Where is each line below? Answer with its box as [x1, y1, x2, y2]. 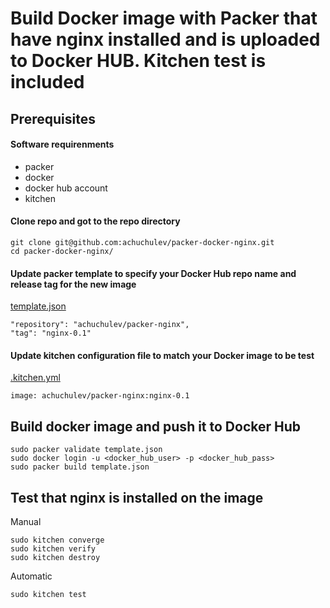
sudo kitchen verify [10, 544, 97, 554]
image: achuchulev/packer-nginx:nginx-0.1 [10, 391, 190, 401]
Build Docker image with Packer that [10, 7, 318, 30]
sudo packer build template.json [10, 462, 150, 472]
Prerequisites [10, 110, 96, 127]
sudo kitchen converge [10, 535, 105, 546]
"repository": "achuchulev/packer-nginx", [10, 320, 190, 330]
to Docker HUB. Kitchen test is [10, 50, 267, 72]
